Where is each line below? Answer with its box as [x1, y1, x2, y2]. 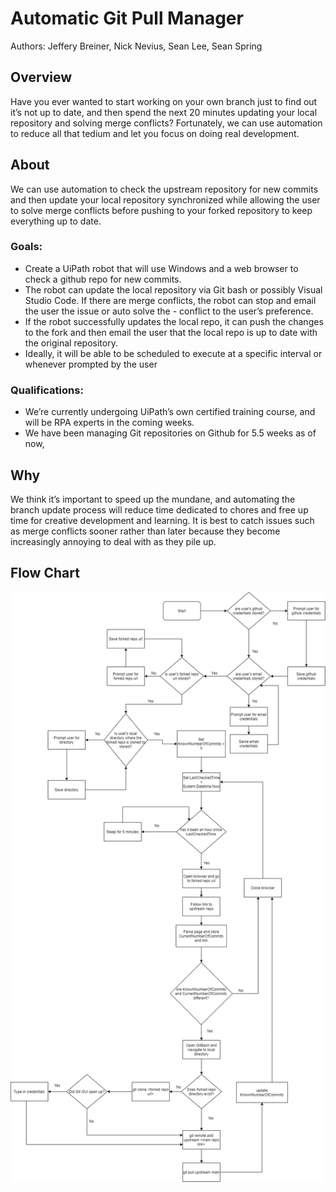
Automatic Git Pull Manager [10, 7, 244, 30]
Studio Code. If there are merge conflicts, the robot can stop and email [24, 294, 317, 306]
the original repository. [24, 337, 118, 349]
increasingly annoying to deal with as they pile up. [10, 535, 217, 547]
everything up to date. [10, 215, 102, 227]
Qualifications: [10, 383, 84, 397]
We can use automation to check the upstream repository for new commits [10, 183, 319, 195]
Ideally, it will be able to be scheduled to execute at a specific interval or [24, 347, 323, 359]
